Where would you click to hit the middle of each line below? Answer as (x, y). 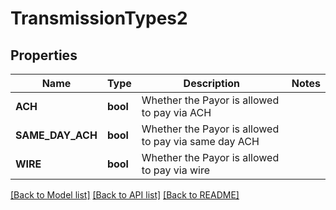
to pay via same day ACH (200, 141)
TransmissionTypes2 (99, 18)
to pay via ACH (176, 112)
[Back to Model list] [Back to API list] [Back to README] (125, 195)
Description (212, 83)
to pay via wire (176, 170)
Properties (44, 55)
